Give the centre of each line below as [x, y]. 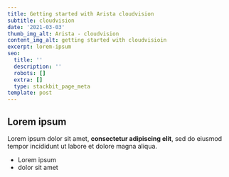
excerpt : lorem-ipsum [39, 47]
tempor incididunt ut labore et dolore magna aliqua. [82, 146]
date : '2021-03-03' [36, 27]
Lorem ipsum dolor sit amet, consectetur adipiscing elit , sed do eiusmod [115, 138]
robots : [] [30, 73]
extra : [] [28, 80]
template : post [30, 93]
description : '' [38, 67]
